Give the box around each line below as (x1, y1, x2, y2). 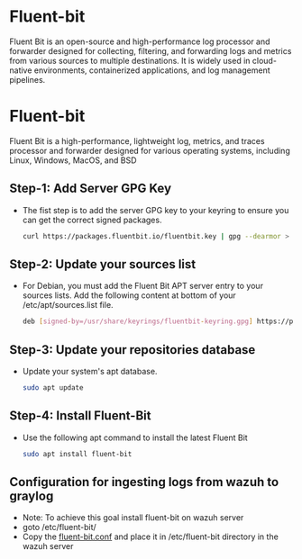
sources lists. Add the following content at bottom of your (22, 290, 236, 301)
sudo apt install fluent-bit (22, 449, 133, 458)
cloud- (252, 55, 278, 66)
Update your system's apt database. (22, 366, 158, 377)
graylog (9, 489, 54, 504)
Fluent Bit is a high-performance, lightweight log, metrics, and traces (9, 135, 265, 146)
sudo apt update (22, 383, 84, 392)
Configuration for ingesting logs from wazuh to (9, 474, 279, 490)
